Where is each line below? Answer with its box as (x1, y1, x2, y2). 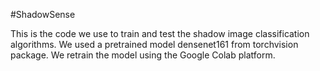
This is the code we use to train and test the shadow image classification (10, 28, 310, 39)
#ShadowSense (10, 9, 76, 20)
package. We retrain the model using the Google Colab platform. (10, 49, 276, 61)
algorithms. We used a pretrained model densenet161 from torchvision (10, 39, 299, 50)
